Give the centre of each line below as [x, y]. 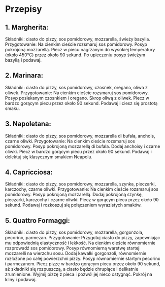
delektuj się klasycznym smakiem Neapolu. [49, 157]
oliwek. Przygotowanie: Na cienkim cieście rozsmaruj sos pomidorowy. [77, 93]
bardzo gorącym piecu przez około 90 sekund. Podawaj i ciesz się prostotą [81, 103]
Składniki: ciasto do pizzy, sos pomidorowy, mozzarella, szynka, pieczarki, [81, 184]
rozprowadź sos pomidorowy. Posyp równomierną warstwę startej [72, 248]
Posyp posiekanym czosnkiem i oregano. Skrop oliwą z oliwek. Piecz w [77, 98]
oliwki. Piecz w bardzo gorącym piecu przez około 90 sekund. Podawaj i [78, 151]
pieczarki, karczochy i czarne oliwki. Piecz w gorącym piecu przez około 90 [82, 200]
